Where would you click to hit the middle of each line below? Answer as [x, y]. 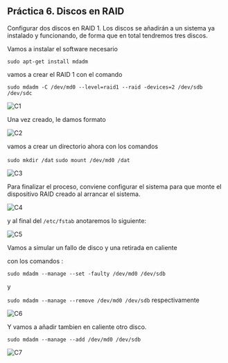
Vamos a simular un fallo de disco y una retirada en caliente [93, 247]
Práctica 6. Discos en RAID [66, 11]
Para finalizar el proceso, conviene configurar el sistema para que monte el [114, 186]
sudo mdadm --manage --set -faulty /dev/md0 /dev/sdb [87, 274]
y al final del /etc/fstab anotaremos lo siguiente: [77, 220]
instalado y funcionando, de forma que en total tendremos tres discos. [107, 35]
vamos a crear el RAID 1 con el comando [65, 74]
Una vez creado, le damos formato [56, 119]
